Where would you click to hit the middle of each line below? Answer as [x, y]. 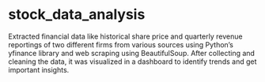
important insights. [39, 69]
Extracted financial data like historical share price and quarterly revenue [125, 36]
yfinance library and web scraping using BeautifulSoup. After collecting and [132, 53]
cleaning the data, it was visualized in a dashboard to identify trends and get [132, 61]
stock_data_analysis [77, 15]
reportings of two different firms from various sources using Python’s [121, 44]
